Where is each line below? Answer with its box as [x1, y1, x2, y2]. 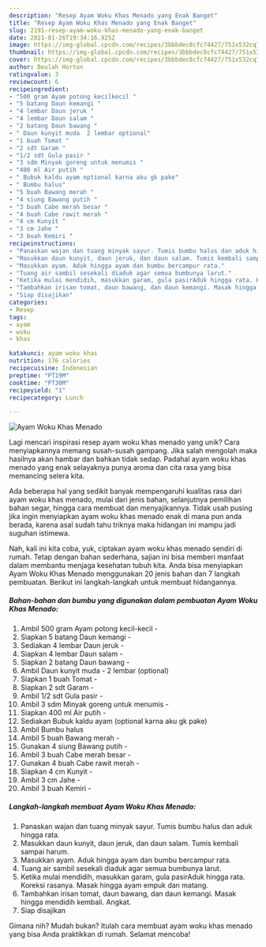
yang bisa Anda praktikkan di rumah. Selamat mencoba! [9, 930, 191, 939]
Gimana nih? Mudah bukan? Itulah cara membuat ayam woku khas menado [9, 921, 253, 930]
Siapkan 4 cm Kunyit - [20, 767, 93, 776]
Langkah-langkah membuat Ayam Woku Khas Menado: [9, 801, 197, 811]
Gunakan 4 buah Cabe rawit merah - [20, 759, 140, 768]
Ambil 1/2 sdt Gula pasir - [20, 691, 103, 701]
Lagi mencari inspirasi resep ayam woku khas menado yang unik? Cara [9, 438, 240, 447]
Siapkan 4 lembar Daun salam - [20, 650, 123, 659]
